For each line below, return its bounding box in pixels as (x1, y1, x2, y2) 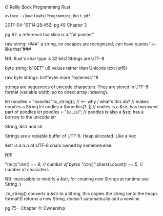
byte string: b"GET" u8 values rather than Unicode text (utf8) (5, 65, 128, 71)
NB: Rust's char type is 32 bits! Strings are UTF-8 (5, 56, 105, 61)
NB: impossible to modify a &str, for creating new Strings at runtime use (5, 176, 149, 182)
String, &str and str (5, 124, 43, 129)
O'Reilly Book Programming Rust (5, 4, 71, 10)
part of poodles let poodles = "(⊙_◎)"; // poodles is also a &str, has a (5, 109, 144, 115)
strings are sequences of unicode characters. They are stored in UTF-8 (5, 84, 149, 90)
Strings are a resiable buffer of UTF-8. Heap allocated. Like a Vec (5, 133, 137, 138)
